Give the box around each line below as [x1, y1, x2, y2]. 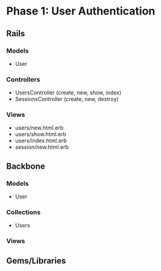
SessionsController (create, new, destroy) [15, 96, 119, 103]
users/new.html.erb [15, 124, 64, 131]
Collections [6, 208, 41, 217]
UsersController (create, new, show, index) [15, 89, 122, 96]
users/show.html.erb [15, 131, 67, 138]
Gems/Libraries [6, 255, 67, 266]
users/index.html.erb [15, 137, 67, 145]
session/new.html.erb [15, 143, 69, 151]
